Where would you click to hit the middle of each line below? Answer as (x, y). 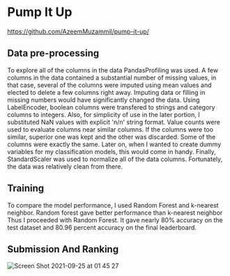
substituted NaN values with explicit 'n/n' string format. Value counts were (114, 122)
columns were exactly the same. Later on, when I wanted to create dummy (114, 144)
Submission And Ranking (63, 249)
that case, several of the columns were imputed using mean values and (109, 85)
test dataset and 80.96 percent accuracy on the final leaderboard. (102, 227)
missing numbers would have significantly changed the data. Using (103, 100)
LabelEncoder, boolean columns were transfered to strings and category (111, 107)
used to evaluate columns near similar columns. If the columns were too (110, 129)
